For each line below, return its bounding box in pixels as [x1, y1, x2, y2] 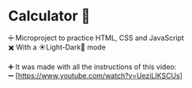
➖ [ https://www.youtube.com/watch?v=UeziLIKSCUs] [8, 71, 183, 80]
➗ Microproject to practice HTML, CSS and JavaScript [8, 33, 184, 42]
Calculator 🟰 [8, 7, 91, 25]
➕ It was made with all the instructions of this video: [8, 62, 177, 71]
